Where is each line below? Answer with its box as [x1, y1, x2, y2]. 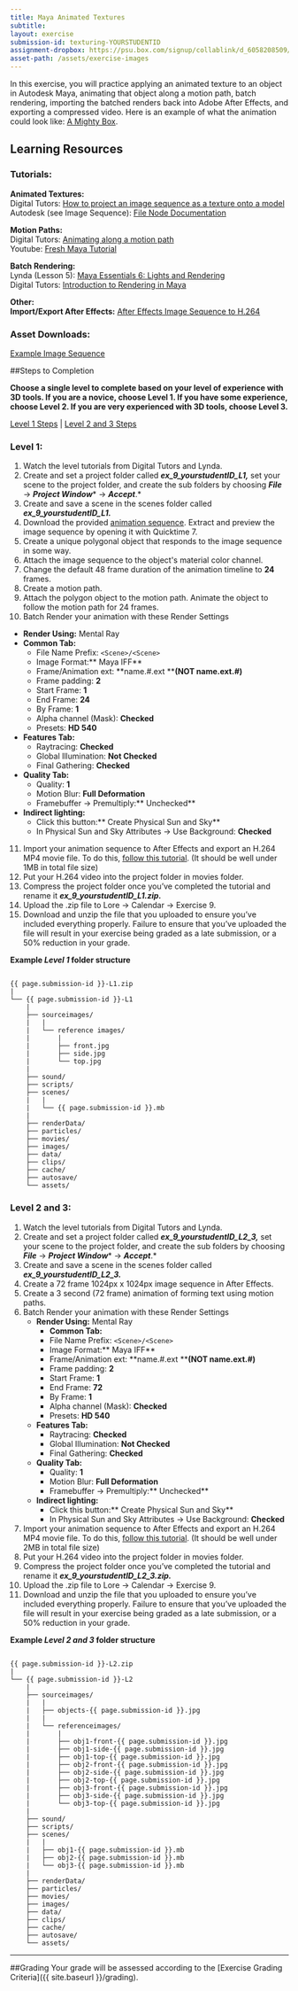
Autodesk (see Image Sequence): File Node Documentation [10, 207, 226, 218]
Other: [10, 296, 34, 307]
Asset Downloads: [10, 328, 91, 340]
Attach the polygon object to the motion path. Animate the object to [22, 593, 269, 603]
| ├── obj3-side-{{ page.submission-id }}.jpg [26, 1791, 225, 1800]
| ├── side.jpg [26, 1049, 105, 1059]
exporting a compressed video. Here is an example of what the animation [10, 107, 277, 117]
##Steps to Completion [10, 365, 95, 376]
